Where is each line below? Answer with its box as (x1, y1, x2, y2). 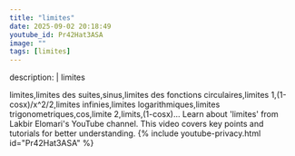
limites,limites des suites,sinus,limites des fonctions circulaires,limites (9, 90, 270, 101)
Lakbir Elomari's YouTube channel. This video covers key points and (9, 119, 264, 130)
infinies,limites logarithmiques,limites (82, 99, 221, 110)
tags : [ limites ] (9, 47, 71, 56)
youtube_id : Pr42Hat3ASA (9, 30, 103, 39)
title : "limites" (9, 13, 75, 23)
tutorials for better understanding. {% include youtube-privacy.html (9, 128, 261, 139)
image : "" (9, 38, 47, 48)
